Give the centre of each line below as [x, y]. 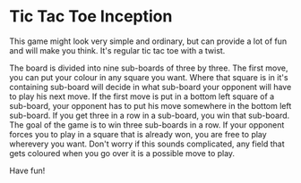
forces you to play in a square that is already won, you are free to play [138, 134]
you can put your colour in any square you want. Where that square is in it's [149, 77]
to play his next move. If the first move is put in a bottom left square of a [142, 96]
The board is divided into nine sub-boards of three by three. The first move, [149, 68]
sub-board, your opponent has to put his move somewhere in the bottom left [150, 105]
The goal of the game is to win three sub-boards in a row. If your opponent [147, 125]
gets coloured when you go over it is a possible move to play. [122, 153]
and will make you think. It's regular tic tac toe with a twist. [117, 50]
